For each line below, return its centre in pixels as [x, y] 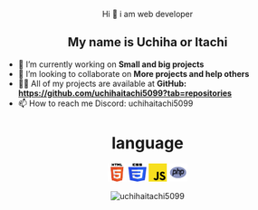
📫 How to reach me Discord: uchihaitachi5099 [105, 103]
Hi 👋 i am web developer [148, 14]
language [148, 143]
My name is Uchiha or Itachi [148, 42]
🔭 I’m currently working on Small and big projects [111, 64]
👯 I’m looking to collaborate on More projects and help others [134, 73]
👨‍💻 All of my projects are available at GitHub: [102, 83]
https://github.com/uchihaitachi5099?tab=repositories [125, 93]
